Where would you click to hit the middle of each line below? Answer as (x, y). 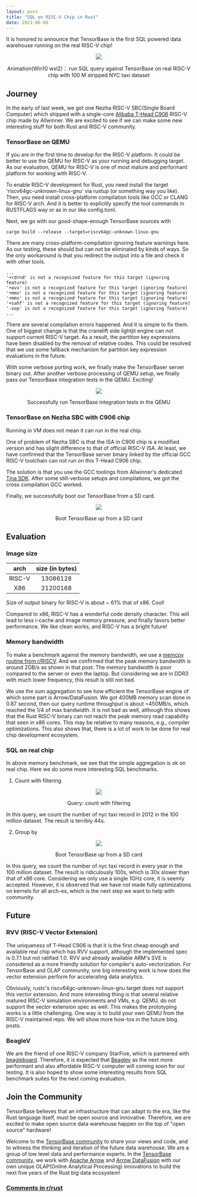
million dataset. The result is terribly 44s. (56, 821)
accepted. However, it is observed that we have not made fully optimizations (98, 885)
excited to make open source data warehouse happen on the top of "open (96, 1123)
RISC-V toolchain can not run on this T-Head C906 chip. (74, 460)
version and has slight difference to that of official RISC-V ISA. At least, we (96, 448)
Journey (22, 94)
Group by (26, 832)
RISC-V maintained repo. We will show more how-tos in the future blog (92, 1019)
